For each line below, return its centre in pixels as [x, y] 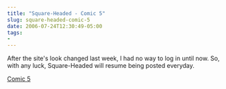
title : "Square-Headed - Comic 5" [56, 13]
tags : [15, 33]
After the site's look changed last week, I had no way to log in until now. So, [114, 58]
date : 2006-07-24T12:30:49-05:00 [55, 26]
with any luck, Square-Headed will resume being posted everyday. [101, 66]
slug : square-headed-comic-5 [49, 20]
